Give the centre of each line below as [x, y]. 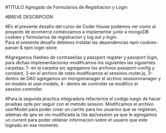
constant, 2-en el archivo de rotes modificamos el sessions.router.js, [76, 73]
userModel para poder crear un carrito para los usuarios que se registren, [81, 109]
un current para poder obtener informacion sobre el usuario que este [76, 120]
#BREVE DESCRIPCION [29, 17]
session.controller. [24, 89]
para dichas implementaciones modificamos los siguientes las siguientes [80, 63]
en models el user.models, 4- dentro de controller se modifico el [71, 84]
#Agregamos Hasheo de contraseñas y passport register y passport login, [82, 57]
